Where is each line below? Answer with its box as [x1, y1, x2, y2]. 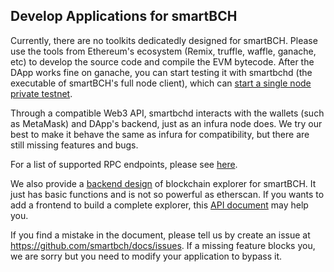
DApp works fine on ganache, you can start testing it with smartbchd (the [10, 66, 313, 78]
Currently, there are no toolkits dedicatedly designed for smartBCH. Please [10, 34, 318, 46]
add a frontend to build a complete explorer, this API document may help [10, 199, 309, 211]
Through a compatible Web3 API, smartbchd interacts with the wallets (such [10, 107, 325, 119]
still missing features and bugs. [10, 139, 139, 151]
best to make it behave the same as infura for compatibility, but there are [10, 128, 310, 140]
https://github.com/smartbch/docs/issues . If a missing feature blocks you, [10, 239, 316, 251]
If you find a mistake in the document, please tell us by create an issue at [10, 229, 311, 241]
